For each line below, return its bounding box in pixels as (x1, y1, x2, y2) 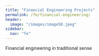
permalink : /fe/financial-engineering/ (5, 12, 91, 17)
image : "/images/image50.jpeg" (10, 21, 77, 27)
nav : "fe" (10, 31, 31, 36)
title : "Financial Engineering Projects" (5, 7, 95, 13)
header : (5, 17, 22, 22)
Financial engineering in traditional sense (5, 45, 92, 51)
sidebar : (5, 26, 24, 32)
